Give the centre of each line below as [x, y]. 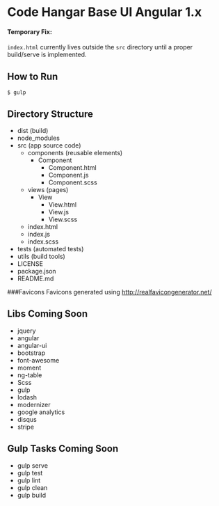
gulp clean [32, 487]
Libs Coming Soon [48, 314]
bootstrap [31, 353]
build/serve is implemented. [47, 55]
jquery [26, 331]
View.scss [63, 219]
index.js [39, 235]
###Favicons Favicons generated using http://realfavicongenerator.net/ [109, 292]
